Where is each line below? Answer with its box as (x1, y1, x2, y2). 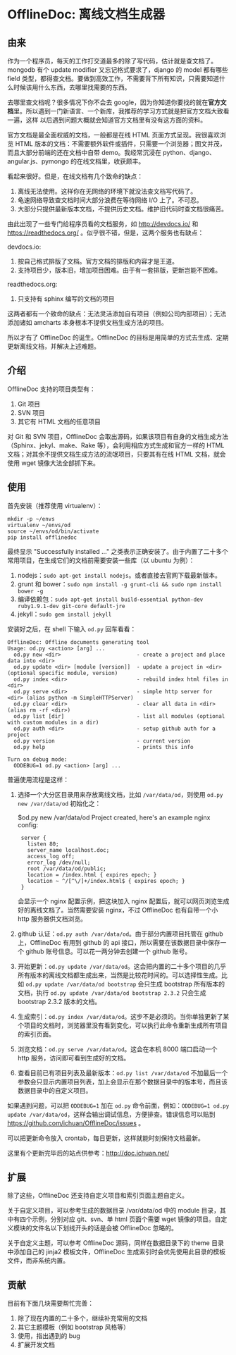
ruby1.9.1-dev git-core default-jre (17, 602, 125, 610)
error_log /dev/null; (27, 859, 91, 866)
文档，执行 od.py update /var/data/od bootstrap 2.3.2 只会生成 (17, 988, 206, 997)
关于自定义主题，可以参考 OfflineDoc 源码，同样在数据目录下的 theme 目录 (7, 1239, 224, 1247)
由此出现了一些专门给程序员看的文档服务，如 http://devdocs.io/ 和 (7, 220, 199, 228)
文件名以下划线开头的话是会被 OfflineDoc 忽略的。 (31, 1224, 178, 1232)
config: (17, 820, 39, 829)
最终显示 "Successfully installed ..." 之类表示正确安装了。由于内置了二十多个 (7, 547, 229, 555)
